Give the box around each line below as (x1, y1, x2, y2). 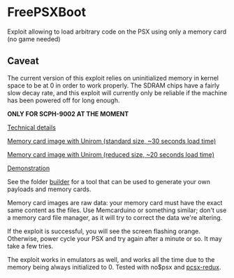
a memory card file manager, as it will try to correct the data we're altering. (7, 213, 223, 221)
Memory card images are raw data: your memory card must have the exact (7, 198, 223, 207)
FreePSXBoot (7, 4, 86, 20)
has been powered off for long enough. (7, 96, 120, 104)
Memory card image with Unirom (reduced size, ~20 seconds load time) (7, 150, 214, 158)
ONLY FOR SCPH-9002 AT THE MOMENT (7, 109, 129, 118)
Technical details (7, 123, 56, 132)
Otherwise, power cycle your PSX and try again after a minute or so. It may (7, 234, 222, 242)
